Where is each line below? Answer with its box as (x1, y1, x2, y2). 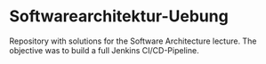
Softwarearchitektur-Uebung (9, 6, 229, 27)
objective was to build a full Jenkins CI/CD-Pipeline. (9, 44, 199, 55)
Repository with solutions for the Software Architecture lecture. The (9, 36, 257, 46)
